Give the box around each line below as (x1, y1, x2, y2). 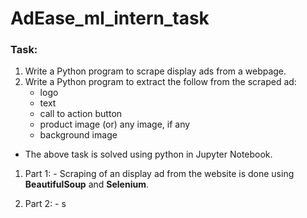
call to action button (39, 108, 123, 120)
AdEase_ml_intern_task (10, 7, 210, 30)
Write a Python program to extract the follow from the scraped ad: (24, 76, 297, 88)
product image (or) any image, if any (39, 118, 191, 131)
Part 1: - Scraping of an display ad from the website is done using (24, 168, 295, 180)
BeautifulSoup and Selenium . (24, 178, 149, 191)
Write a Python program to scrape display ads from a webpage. (24, 65, 287, 77)
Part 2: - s (24, 198, 67, 210)
